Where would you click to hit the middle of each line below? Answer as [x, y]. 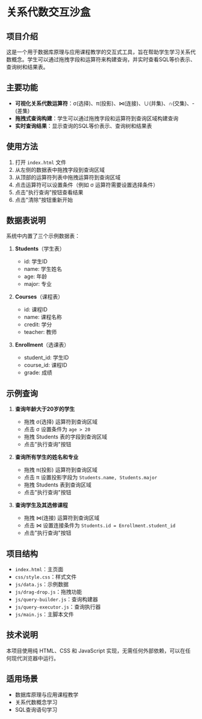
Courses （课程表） [39, 297]
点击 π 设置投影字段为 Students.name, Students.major [90, 478]
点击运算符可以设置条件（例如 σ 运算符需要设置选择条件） [87, 184]
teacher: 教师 [40, 332]
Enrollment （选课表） [42, 345]
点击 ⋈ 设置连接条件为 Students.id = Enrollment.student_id [99, 526]
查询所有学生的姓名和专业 [47, 457]
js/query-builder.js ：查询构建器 [56, 599]
